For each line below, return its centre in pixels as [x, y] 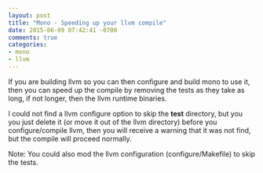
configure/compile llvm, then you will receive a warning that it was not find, [130, 130]
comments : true [33, 37]
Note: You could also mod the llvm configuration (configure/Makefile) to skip [132, 153]
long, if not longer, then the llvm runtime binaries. [88, 98]
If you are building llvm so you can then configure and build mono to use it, [129, 81]
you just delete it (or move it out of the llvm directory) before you [113, 122]
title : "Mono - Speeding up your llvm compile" [88, 23]
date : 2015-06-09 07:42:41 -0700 [63, 30]
